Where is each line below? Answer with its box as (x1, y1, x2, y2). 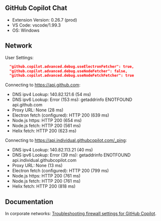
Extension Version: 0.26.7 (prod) (12, 17, 77, 23)
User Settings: (5, 54, 34, 60)
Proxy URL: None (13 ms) (12, 163, 63, 169)
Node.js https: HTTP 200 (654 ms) (12, 118, 82, 123)
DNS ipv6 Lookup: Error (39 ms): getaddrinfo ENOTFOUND (12, 152, 131, 158)
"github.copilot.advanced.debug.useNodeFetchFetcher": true (9, 73, 134, 78)
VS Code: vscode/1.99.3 (12, 22, 61, 28)
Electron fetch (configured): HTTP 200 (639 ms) (12, 112, 109, 118)
